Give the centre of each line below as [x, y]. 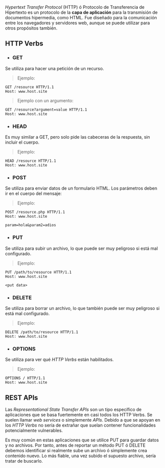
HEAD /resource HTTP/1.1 [31, 161]
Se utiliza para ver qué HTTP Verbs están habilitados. [60, 359]
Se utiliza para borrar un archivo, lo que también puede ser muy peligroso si [82, 308]
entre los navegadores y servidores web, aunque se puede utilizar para [78, 23]
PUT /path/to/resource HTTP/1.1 [38, 272]
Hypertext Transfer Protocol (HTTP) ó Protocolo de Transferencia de [75, 7]
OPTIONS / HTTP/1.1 [25, 378]
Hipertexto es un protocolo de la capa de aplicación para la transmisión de [82, 12]
